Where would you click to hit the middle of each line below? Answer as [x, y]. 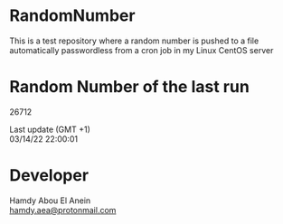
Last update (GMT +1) [50, 129]
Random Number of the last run [130, 87]
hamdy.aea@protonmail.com [63, 210]
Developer [49, 176]
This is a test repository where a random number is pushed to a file [134, 41]
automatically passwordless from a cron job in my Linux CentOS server [141, 50]
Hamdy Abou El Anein [50, 201]
